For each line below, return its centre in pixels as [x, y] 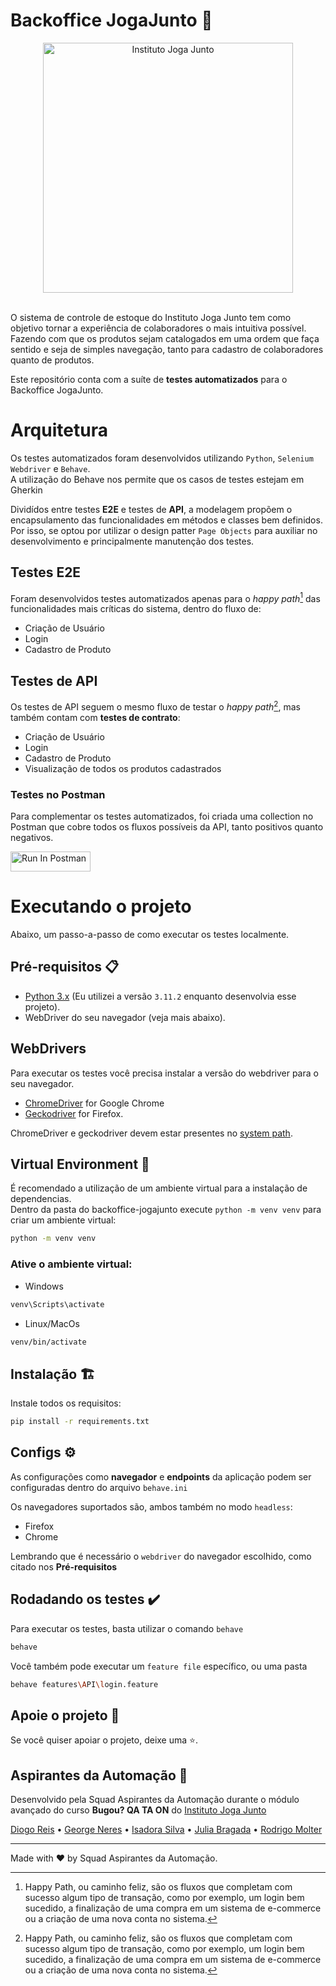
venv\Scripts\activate [57, 1304]
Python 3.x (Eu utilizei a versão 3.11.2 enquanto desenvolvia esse [160, 996]
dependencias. [41, 1199]
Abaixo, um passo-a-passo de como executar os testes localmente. [150, 935]
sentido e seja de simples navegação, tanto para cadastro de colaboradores [167, 349]
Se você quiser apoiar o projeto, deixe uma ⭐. [104, 1740]
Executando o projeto [101, 906]
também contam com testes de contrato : [95, 717]
